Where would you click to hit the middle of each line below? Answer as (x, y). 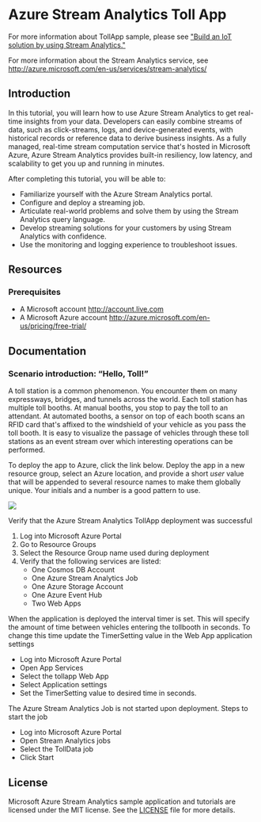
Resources (35, 270)
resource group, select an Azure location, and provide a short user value (126, 474)
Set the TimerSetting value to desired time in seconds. (108, 693)
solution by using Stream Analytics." (67, 44)
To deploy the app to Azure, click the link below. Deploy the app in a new (127, 465)
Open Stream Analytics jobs (65, 741)
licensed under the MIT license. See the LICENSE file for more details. (122, 809)
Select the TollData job (56, 749)
